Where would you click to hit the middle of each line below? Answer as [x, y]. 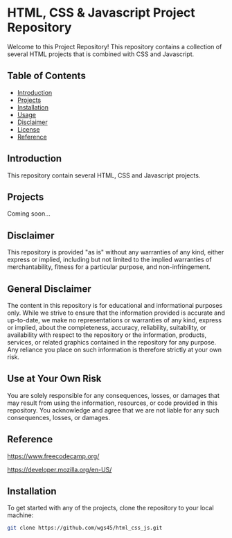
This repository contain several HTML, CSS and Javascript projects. [104, 175]
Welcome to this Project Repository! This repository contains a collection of [115, 46]
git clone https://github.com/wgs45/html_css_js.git [85, 528]
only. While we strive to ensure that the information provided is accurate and [116, 313]
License [28, 129]
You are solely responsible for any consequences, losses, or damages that [114, 395]
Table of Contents [47, 76]
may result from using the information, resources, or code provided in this [113, 403]
